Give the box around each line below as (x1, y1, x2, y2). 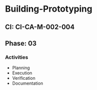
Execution (12, 70, 33, 76)
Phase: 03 (5, 39, 37, 47)
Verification (12, 75, 36, 81)
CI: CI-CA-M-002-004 (5, 23, 75, 31)
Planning (12, 65, 30, 71)
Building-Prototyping (5, 3, 93, 15)
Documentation (12, 80, 43, 86)
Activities (5, 54, 28, 60)
